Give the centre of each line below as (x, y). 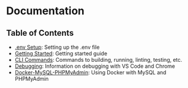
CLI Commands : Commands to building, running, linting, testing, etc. (98, 60)
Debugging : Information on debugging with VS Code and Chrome (95, 66)
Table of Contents (40, 33)
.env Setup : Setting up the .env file (57, 47)
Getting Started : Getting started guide (61, 54)
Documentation (46, 11)
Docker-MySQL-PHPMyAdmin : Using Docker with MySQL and (90, 72)
